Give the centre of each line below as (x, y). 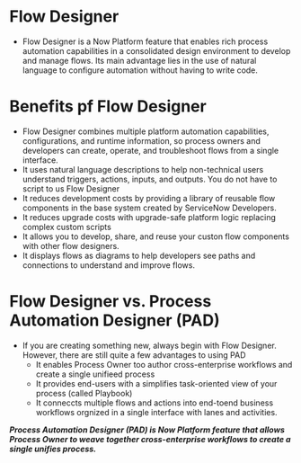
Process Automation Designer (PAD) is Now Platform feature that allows (147, 430)
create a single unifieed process (95, 374)
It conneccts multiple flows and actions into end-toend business (155, 403)
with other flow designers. (71, 245)
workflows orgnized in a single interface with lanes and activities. (156, 412)
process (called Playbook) (84, 393)
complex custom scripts (67, 227)
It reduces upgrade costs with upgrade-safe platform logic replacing (149, 217)
